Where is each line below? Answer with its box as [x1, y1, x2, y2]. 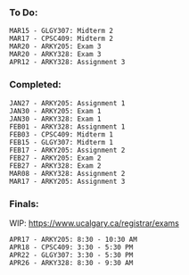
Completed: [9, 79, 62, 91]
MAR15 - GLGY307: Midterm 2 [9, 27, 114, 36]
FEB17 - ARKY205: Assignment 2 [9, 146, 126, 154]
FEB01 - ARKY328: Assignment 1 [9, 122, 126, 131]
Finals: [9, 197, 39, 210]
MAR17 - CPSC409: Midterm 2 [9, 34, 114, 44]
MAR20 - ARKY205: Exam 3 [9, 42, 102, 51]
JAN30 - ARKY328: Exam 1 [9, 114, 102, 123]
